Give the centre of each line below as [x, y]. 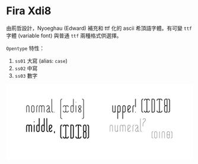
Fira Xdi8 [29, 11]
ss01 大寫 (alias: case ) [41, 61]
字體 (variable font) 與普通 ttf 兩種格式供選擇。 [64, 35]
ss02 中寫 [26, 68]
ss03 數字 [26, 75]
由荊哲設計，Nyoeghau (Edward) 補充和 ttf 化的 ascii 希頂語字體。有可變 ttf [99, 28]
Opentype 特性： [25, 48]
